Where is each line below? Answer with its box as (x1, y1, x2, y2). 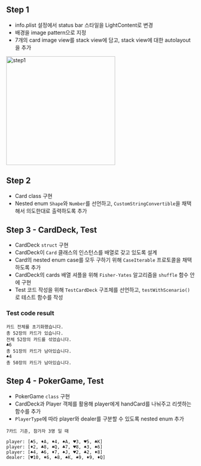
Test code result (6, 309, 55, 318)
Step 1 (6, 5, 30, 15)
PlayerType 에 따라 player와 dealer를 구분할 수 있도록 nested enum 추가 (14, 415, 184, 422)
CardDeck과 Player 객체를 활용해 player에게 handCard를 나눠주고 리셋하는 (14, 400, 192, 407)
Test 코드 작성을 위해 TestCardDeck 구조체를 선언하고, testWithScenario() (14, 287, 190, 294)
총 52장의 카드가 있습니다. (6, 330, 64, 336)
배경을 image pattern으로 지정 (14, 29, 87, 36)
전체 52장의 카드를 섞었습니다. (6, 336, 72, 343)
